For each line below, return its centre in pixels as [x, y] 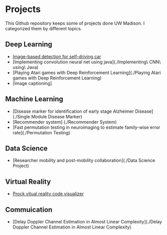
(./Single [21, 116]
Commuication [29, 210]
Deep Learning [29, 45]
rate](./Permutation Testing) [41, 132]
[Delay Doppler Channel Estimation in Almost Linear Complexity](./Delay [87, 222]
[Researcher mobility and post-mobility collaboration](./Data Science [84, 161]
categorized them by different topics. [44, 28]
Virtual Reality [28, 181]
